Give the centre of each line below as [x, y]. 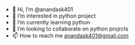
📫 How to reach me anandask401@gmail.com [70, 36]
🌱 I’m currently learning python [51, 22]
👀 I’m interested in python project [54, 16]
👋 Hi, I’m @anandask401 [42, 9]
